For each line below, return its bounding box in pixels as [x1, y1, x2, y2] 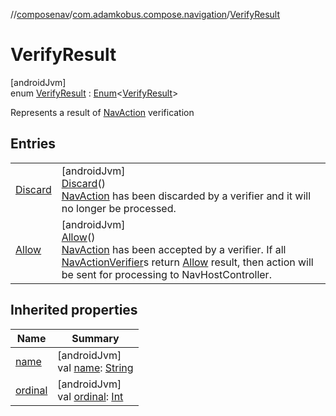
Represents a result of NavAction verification [10, 106, 195, 118]
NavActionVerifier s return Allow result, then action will [61, 255, 314, 269]
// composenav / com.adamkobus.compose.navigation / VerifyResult [10, 9, 280, 20]
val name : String [57, 360, 134, 374]
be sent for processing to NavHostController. [61, 267, 272, 281]
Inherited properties [10, 302, 138, 319]
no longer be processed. [61, 201, 177, 215]
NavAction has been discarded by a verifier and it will [61, 189, 312, 203]
